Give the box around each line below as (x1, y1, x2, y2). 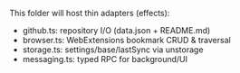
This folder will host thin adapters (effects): (9, 8, 170, 18)
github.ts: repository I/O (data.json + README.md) (22, 25, 211, 35)
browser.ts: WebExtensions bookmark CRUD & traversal (22, 35, 231, 45)
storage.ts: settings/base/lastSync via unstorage (22, 44, 204, 55)
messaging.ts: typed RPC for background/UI (22, 54, 188, 64)
